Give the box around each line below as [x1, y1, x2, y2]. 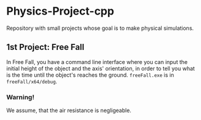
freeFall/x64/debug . [6, 77, 57, 85]
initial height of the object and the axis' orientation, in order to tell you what [6, 65, 196, 72]
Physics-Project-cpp [6, 4, 114, 18]
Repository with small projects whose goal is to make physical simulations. [6, 24, 194, 32]
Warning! [6, 93, 35, 101]
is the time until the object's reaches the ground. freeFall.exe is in [6, 71, 174, 79]
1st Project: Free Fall [6, 42, 84, 52]
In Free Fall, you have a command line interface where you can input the [6, 58, 188, 65]
